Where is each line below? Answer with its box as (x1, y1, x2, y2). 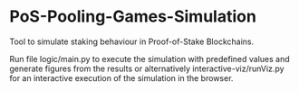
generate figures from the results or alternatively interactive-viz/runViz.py (9, 63, 285, 74)
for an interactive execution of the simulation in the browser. (9, 72, 234, 83)
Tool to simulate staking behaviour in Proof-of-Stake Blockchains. (9, 36, 255, 47)
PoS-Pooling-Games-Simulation (9, 6, 256, 27)
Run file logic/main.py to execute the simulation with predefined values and (9, 53, 290, 64)
